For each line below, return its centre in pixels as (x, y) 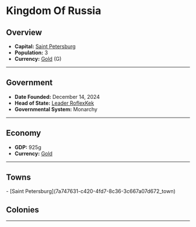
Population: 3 (31, 53)
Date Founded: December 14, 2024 (57, 97)
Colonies (23, 210)
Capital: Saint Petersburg (45, 46)
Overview (24, 32)
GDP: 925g (28, 147)
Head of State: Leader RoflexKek (54, 103)
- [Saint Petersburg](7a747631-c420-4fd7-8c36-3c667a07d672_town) (91, 191)
